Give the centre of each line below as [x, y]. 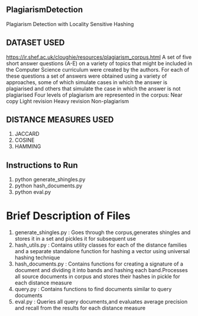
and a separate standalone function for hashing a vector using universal [102, 251]
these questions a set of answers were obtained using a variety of [87, 76]
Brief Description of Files [68, 216]
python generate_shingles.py [50, 180]
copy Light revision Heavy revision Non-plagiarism [68, 101]
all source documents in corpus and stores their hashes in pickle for [97, 277]
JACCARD [27, 134]
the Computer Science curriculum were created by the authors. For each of [98, 69]
